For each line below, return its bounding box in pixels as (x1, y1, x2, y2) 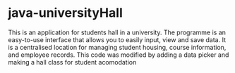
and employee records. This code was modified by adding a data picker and (8, 51, 229, 59)
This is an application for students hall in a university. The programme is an (8, 28, 227, 36)
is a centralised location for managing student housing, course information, (8, 43, 227, 51)
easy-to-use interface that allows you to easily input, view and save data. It (8, 35, 227, 44)
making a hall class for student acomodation (8, 58, 137, 66)
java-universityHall (8, 5, 123, 21)
